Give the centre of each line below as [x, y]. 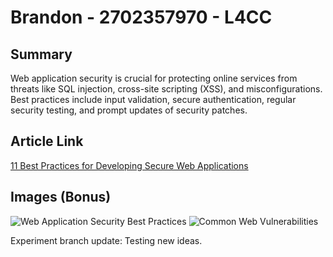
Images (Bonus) [61, 197]
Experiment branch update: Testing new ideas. [106, 240]
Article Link [47, 141]
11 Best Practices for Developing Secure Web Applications [129, 165]
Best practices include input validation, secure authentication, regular [153, 99]
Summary [41, 54]
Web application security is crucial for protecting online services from [154, 78]
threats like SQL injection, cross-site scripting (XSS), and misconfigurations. [166, 89]
